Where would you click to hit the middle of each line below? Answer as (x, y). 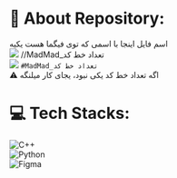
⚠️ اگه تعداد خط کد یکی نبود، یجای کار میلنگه (84, 74)
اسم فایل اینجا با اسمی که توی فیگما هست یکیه (88, 44)
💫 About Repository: (87, 19)
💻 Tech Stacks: (69, 114)
